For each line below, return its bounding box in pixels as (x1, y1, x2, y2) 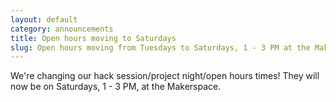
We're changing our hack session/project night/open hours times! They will (10, 70, 320, 82)
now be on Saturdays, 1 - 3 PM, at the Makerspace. (10, 81, 222, 93)
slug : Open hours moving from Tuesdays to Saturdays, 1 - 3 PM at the (10, 42, 311, 53)
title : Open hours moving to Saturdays (10, 33, 177, 43)
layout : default (10, 14, 78, 25)
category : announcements (10, 24, 114, 34)
